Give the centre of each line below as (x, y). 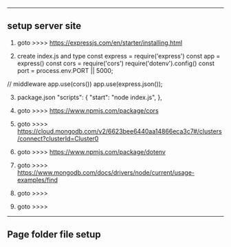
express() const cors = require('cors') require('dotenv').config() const (115, 63)
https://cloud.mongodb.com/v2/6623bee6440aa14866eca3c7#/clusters (119, 131)
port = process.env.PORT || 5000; (65, 70)
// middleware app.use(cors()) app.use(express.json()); (85, 84)
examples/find (37, 180)
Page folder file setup (54, 235)
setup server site (44, 26)
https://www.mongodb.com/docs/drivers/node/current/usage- (106, 172)
